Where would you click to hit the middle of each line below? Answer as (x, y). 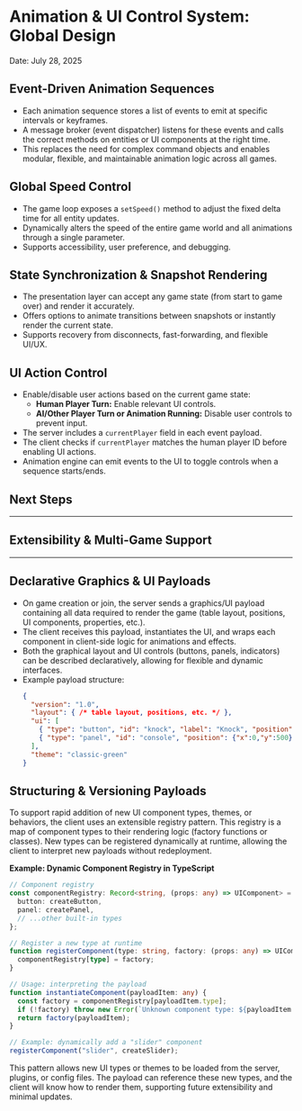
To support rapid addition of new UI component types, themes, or (131, 813)
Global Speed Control (71, 187)
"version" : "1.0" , (65, 704)
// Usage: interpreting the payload (78, 985)
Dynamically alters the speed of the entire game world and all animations (157, 228)
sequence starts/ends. (64, 471)
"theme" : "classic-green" (79, 754)
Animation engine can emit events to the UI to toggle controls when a (150, 462)
